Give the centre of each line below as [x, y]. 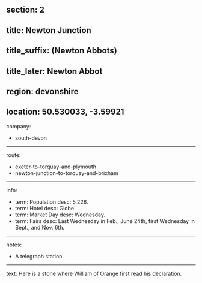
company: [19, 126]
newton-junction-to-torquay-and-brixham [66, 173]
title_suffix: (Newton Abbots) [62, 51]
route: [14, 155]
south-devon [31, 138]
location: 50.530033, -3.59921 [65, 112]
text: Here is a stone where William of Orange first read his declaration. [94, 273]
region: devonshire [43, 91]
